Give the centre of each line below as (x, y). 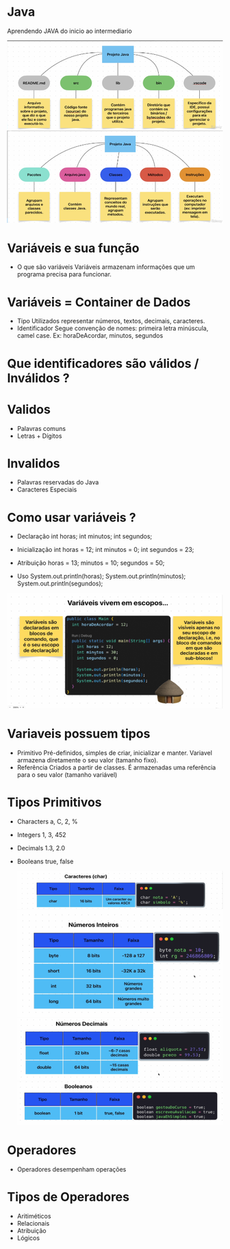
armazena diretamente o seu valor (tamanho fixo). (88, 760)
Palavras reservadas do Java (58, 482)
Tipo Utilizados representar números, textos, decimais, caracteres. (111, 321)
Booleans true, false (45, 861)
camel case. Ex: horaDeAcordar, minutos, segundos (90, 336)
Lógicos (28, 1238)
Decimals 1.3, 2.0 (41, 848)
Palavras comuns (41, 428)
